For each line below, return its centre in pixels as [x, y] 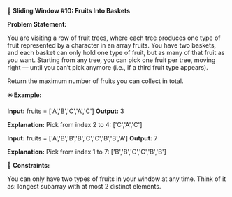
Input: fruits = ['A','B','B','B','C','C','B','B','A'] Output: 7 [82, 138]
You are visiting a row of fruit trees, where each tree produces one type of [114, 38]
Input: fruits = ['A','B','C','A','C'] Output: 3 [66, 111]
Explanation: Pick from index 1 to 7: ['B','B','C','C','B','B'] [87, 152]
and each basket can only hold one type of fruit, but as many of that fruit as [116, 53]
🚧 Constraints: [29, 165]
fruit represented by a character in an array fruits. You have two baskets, [112, 45]
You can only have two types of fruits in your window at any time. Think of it [117, 179]
